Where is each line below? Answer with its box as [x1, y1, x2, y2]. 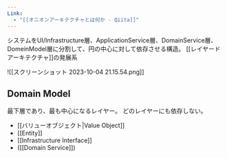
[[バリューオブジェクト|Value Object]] [17, 121, 125, 130]
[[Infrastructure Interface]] [17, 136, 93, 144]
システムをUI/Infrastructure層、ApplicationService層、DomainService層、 [7, 36, 217, 44]
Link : [7, 10, 23, 17]
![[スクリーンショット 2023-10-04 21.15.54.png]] [7, 68, 144, 76]
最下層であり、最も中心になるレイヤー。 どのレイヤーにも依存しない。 [7, 107, 208, 115]
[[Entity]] [17, 129, 43, 137]
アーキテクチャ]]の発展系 [7, 53, 78, 62]
